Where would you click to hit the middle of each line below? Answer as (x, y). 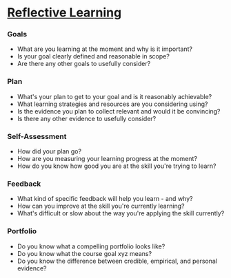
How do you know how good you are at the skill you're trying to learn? (117, 166)
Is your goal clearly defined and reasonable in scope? (93, 56)
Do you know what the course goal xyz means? (84, 253)
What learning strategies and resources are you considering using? (112, 104)
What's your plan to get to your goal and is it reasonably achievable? (114, 96)
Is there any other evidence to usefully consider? (87, 118)
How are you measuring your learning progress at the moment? (107, 159)
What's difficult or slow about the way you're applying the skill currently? (121, 213)
